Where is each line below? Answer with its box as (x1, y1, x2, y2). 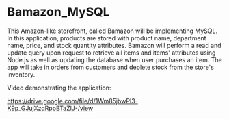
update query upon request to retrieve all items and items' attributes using (7, 49, 216, 57)
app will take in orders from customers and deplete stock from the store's (7, 63, 214, 71)
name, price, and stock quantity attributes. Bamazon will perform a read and (7, 41, 221, 49)
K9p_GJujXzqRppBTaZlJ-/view (7, 104, 94, 112)
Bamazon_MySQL (7, 4, 111, 20)
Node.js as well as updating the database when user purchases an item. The (7, 55, 222, 64)
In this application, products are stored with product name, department (7, 34, 206, 42)
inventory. (7, 70, 36, 79)
